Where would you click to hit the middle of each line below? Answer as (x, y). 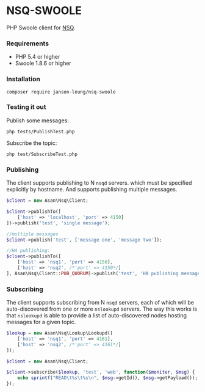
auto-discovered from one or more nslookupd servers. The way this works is (102, 309)
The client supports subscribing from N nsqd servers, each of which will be (100, 303)
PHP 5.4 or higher (38, 57)
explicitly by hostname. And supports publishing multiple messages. (92, 190)
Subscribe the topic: (32, 143)
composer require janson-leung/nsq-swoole (61, 92)
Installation (23, 79)
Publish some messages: (38, 120)
